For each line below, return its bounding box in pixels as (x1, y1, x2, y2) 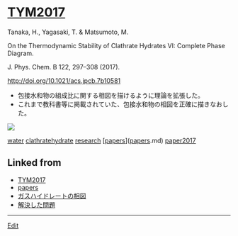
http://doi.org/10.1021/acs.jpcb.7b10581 (7, 76, 121, 85)
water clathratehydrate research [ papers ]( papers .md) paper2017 (7, 136, 196, 145)
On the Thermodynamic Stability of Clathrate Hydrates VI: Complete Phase (7, 41, 225, 50)
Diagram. (7, 49, 34, 57)
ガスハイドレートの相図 (17, 191, 86, 200)
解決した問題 (17, 200, 55, 209)
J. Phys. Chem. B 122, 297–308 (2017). (7, 62, 120, 71)
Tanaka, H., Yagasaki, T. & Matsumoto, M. (7, 28, 129, 36)
